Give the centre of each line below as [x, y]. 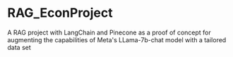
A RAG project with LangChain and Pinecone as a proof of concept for [109, 32]
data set [19, 47]
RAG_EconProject [60, 13]
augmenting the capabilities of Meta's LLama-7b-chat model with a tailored [117, 39]
